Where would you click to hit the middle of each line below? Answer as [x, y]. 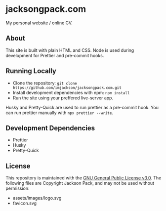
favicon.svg [24, 203]
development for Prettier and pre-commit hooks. [55, 55]
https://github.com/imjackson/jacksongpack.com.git [67, 87]
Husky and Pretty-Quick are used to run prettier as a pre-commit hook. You [82, 107]
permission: [18, 188]
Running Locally [31, 71]
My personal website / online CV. [39, 23]
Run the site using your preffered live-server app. [63, 98]
